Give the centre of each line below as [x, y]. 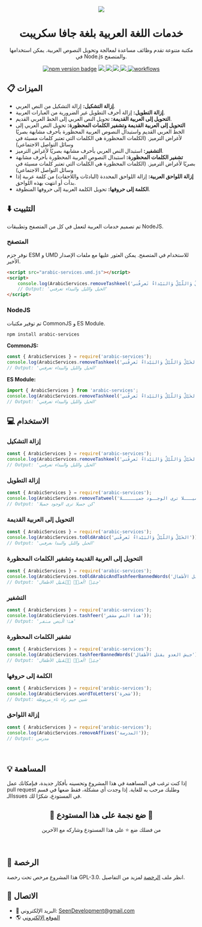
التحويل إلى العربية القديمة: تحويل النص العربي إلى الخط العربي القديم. [94, 119]
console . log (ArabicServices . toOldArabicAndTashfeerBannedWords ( [89, 576]
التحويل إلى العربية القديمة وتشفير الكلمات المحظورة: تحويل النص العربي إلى [100, 125]
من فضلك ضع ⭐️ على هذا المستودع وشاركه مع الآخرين [101, 830]
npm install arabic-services [43, 334]
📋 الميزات [25, 89]
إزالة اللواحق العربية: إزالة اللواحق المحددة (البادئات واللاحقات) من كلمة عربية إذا [104, 176]
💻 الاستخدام [28, 421]
